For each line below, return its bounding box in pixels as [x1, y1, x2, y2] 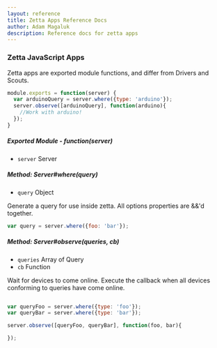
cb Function [17, 262, 51, 271]
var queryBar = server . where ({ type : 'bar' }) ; [7, 310, 141, 317]
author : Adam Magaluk [7, 23, 70, 30]
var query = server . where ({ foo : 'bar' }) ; [7, 222, 129, 229]
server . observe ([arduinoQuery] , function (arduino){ [13, 103, 167, 109]
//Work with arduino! [19, 109, 82, 116]
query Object [17, 188, 54, 196]
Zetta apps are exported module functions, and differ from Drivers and [7, 68, 209, 77]
